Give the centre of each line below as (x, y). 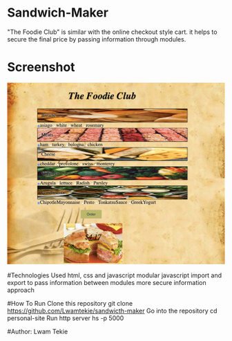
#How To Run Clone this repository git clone (70, 303)
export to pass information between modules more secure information (107, 282)
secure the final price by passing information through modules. (97, 39)
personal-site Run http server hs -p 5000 (66, 318)
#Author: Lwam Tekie (38, 331)
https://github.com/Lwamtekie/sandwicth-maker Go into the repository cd (112, 311)
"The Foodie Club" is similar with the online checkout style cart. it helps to (112, 32)
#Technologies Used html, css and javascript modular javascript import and (115, 275)
